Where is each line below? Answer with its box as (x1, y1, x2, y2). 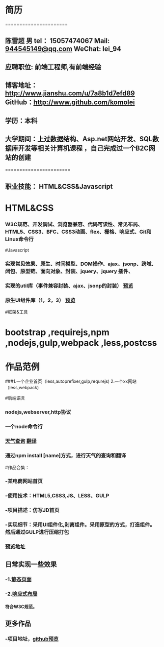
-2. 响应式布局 (5, 591, 38, 598)
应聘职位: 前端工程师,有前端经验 (5, 63, 102, 71)
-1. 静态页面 (5, 576, 32, 583)
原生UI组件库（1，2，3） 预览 (5, 297, 76, 304)
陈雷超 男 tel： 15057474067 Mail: (5, 37, 110, 45)
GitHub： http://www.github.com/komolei (5, 98, 135, 107)
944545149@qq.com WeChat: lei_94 (5, 45, 121, 53)
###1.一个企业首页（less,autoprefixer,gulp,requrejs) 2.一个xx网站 (5, 378, 137, 384)
